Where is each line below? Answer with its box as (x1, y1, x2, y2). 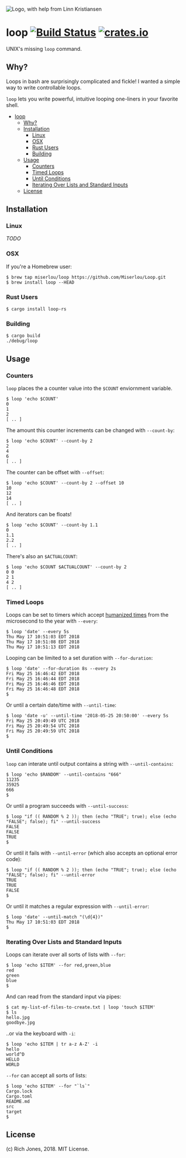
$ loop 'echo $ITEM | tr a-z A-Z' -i (6, 1041, 98, 1047)
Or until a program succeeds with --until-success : (6, 802, 129, 809)
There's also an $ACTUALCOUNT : (6, 553, 78, 560)
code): (6, 855, 22, 862)
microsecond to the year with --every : (6, 617, 98, 625)
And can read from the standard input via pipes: (6, 993, 122, 1000)
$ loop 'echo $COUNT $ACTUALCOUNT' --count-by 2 (6, 564, 127, 570)
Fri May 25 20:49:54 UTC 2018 (6, 723, 80, 729)
